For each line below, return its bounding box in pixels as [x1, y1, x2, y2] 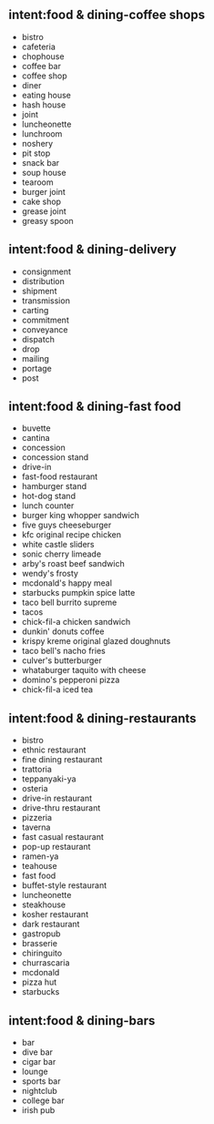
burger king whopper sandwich [21, 510, 140, 521]
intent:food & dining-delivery [8, 241, 177, 258]
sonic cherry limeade [21, 548, 102, 559]
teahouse [21, 861, 57, 872]
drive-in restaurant [21, 792, 93, 804]
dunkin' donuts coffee [21, 626, 105, 637]
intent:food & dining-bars [8, 1013, 156, 1028]
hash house [21, 99, 66, 110]
